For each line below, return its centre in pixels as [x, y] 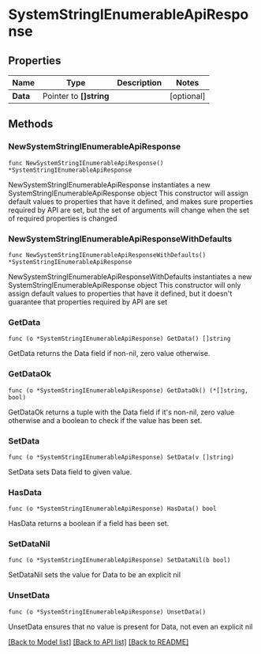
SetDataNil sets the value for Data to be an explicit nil [95, 575]
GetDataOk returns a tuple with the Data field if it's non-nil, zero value [121, 412]
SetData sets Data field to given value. [70, 471]
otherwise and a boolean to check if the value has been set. [105, 420]
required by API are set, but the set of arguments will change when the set [129, 210]
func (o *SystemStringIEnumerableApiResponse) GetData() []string [119, 339]
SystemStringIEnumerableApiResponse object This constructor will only [125, 285]
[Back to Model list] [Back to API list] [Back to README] [99, 641]
